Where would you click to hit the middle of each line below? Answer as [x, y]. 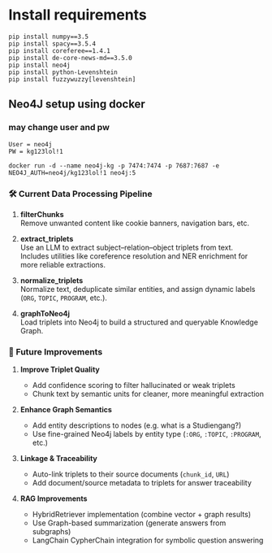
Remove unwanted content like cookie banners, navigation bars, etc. [135, 223]
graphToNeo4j [45, 313]
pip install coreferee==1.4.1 [60, 50]
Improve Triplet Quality [60, 370]
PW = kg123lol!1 [36, 151]
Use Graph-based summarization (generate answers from [129, 523]
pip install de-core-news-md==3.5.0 [70, 58]
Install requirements [78, 15]
